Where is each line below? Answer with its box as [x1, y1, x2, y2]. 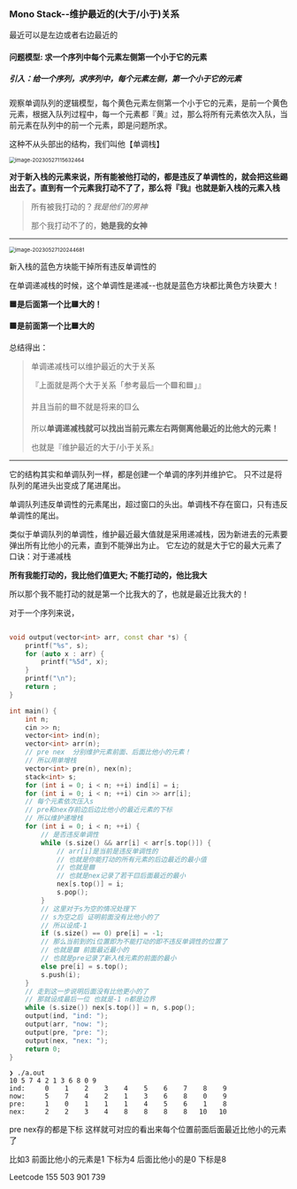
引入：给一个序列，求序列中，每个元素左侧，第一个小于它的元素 [9, 74, 241, 84]
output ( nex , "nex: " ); [25, 1036, 109, 1045]
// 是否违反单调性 [41, 830, 99, 839]
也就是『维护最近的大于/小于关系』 [30, 442, 158, 452]
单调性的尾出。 [9, 510, 64, 520]
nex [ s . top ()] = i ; [56, 880, 125, 888]
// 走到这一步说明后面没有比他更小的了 [25, 987, 149, 996]
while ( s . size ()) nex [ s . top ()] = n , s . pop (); [25, 1004, 196, 1013]
